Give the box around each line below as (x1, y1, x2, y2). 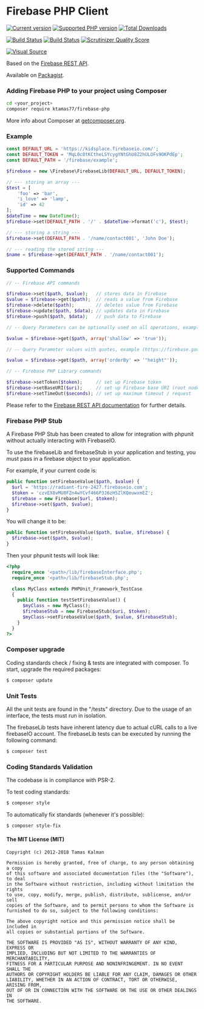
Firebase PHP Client (6, 4, 109, 18)
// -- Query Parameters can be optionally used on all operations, (6, 324, 181, 330)
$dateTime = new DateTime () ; (6, 213, 80, 219)
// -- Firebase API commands (6, 280, 80, 286)
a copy (6, 865, 23, 872)
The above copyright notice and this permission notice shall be (6, 919, 175, 925)
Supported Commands (6, 266, 75, 274)
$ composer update (6, 677, 53, 684)
